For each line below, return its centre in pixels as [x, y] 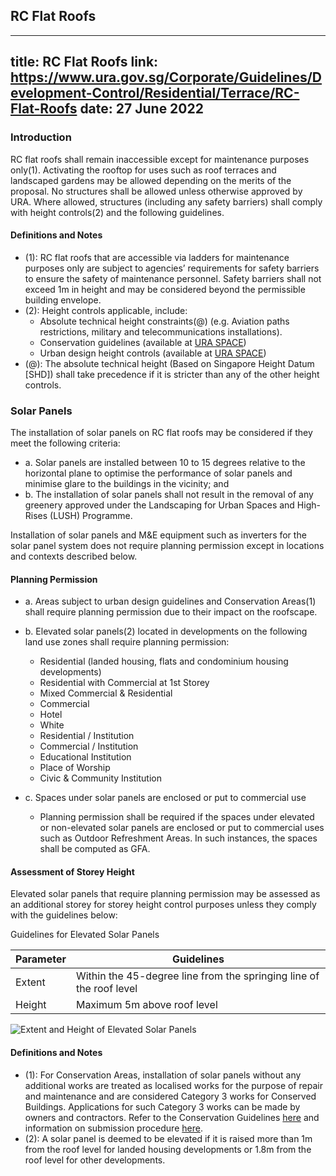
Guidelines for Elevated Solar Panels [85, 935]
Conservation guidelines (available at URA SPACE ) [143, 342]
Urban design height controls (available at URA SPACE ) [153, 353]
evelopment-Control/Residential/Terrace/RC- [155, 93]
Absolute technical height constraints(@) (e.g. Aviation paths [164, 321]
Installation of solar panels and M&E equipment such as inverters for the [158, 535]
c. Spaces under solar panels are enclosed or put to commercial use [165, 798]
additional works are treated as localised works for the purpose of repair [173, 1085]
